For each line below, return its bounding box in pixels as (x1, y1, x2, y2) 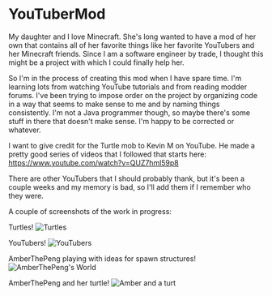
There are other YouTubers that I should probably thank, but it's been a (8, 174, 245, 183)
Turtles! (8, 222, 34, 232)
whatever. (8, 125, 42, 135)
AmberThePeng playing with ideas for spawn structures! (8, 253, 197, 264)
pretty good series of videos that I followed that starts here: (8, 149, 206, 159)
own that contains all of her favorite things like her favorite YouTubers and (8, 40, 255, 49)
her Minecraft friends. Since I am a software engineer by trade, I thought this (8, 49, 264, 58)
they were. (8, 191, 45, 200)
